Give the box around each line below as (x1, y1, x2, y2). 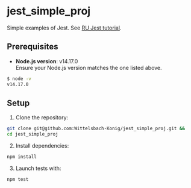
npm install (7, 154, 37, 160)
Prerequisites (7, 42, 58, 52)
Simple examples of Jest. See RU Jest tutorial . (7, 24, 122, 31)
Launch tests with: (15, 164, 61, 172)
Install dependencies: (15, 142, 69, 149)
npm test (7, 176, 29, 182)
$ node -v (7, 75, 32, 82)
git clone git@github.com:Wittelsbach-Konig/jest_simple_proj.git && (7, 125, 186, 132)
